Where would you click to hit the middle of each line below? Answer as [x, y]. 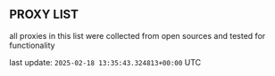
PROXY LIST [44, 15]
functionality [32, 45]
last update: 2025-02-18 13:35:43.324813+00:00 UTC [105, 62]
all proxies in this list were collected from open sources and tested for [137, 35]
